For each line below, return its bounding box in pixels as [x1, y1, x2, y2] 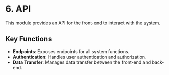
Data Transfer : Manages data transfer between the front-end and [12, 59, 151, 65]
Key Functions [5, 35, 52, 43]
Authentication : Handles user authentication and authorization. [12, 54, 147, 60]
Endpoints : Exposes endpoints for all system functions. [12, 48, 130, 54]
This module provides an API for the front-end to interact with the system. [5, 20, 161, 26]
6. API [5, 3, 31, 15]
